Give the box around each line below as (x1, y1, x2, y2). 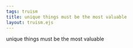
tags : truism (6, 8, 38, 15)
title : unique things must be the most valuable (6, 14, 127, 20)
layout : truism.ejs (6, 19, 54, 25)
